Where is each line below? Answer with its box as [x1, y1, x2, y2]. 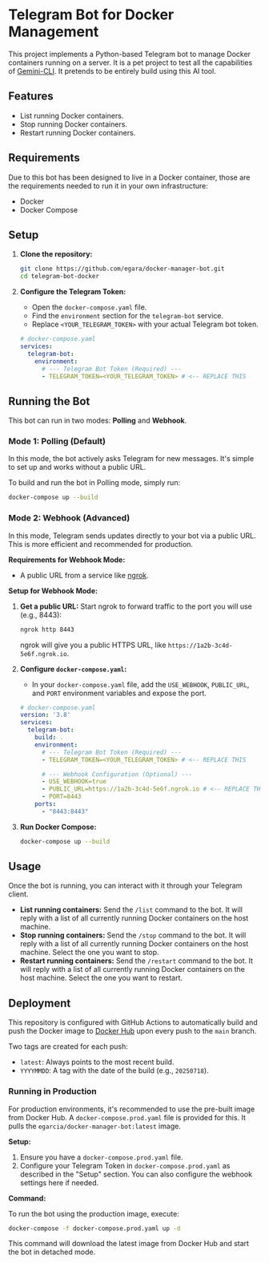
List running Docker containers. [19, 111, 124, 120]
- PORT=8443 [41, 792, 82, 801]
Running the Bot [8, 395, 90, 408]
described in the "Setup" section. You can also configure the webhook [19, 1169, 253, 1179]
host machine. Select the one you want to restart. [19, 973, 183, 983]
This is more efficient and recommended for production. [8, 539, 194, 549]
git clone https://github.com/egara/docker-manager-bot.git [19, 265, 225, 273]
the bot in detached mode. [8, 1247, 96, 1257]
